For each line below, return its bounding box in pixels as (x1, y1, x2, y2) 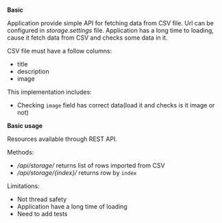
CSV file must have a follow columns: (7, 47, 112, 55)
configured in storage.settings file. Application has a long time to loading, (7, 27, 214, 34)
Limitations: (7, 182, 40, 190)
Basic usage (7, 122, 43, 129)
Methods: (7, 148, 34, 156)
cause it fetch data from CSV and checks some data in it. (7, 34, 168, 42)
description (16, 68, 49, 75)
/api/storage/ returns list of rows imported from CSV (16, 161, 166, 170)
